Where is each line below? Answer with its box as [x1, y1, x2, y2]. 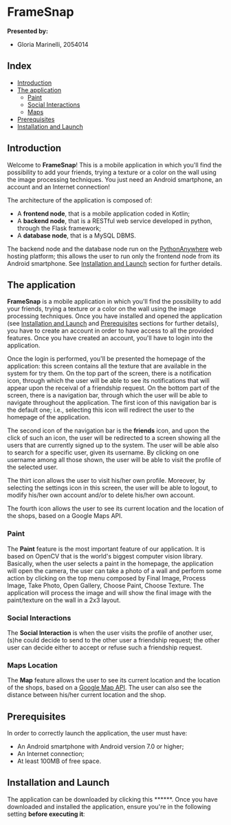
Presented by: [7, 27, 48, 35]
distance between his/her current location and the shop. [7, 691, 166, 699]
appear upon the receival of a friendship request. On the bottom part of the [7, 384, 220, 393]
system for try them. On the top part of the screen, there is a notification [7, 369, 212, 377]
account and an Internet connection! [7, 182, 110, 191]
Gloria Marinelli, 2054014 [16, 40, 89, 48]
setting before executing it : [7, 810, 85, 818]
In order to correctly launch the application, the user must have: [7, 729, 188, 738]
